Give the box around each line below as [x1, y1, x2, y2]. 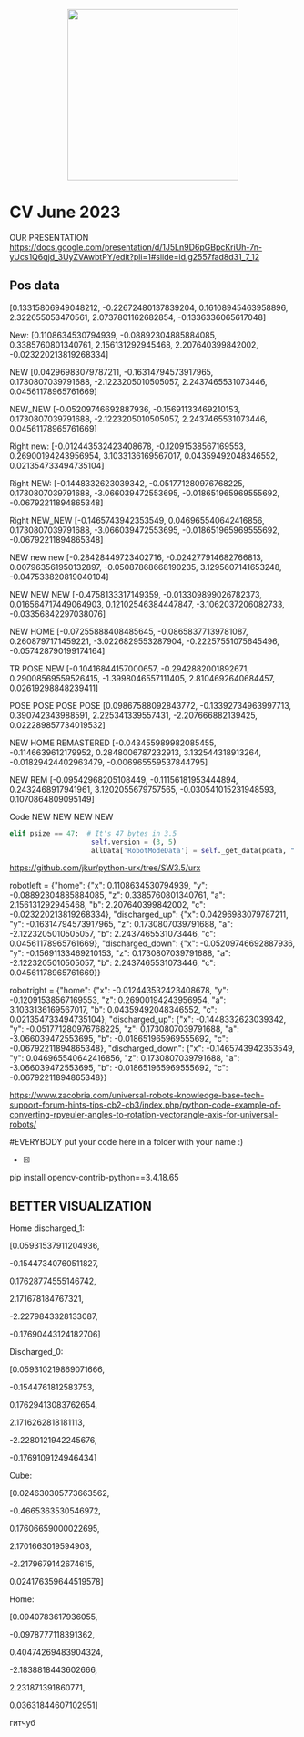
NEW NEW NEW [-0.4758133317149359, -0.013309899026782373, [9, 588, 262, 599]
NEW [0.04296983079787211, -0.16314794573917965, [9, 366, 214, 378]
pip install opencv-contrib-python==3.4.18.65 [9, 1172, 179, 1183]
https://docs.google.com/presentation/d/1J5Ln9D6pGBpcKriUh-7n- [9, 242, 262, 253]
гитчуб [9, 1718, 36, 1729]
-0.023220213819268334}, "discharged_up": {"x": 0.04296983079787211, [9, 909, 289, 921]
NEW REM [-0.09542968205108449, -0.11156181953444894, [9, 774, 238, 785]
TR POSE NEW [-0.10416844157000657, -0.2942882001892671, [9, 662, 250, 674]
